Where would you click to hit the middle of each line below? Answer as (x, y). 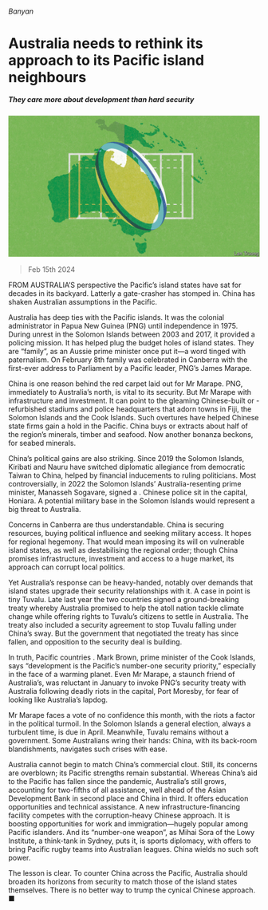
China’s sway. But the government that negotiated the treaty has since (124, 633)
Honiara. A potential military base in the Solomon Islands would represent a (132, 501)
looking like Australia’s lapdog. (58, 700)
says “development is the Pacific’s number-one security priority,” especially (132, 666)
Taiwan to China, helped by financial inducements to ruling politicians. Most (132, 475)
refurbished (28, 409)
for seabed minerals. (42, 443)
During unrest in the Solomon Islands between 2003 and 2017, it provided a (132, 334)
